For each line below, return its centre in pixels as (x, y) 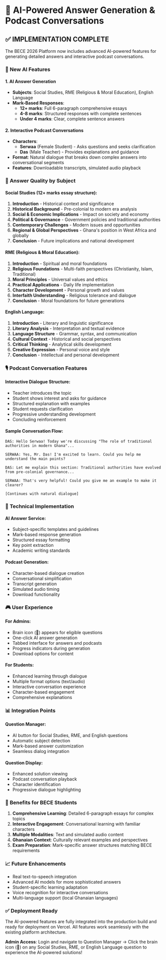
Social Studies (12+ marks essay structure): (51, 193)
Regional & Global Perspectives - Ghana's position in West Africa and (84, 230)
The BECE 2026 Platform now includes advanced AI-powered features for (81, 51)
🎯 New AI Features (28, 69)
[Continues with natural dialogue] (42, 494)
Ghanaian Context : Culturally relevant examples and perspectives (80, 840)
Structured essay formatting (41, 540)
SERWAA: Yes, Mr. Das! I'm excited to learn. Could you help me (73, 455)
